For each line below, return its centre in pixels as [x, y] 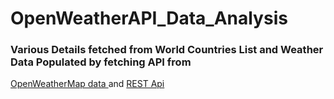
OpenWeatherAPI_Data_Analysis [149, 18]
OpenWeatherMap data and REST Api [87, 84]
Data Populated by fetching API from [101, 62]
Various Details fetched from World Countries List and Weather [167, 50]
